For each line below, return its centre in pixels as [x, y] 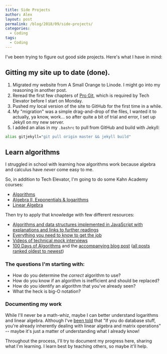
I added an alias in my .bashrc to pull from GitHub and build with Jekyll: [86, 127]
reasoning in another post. [40, 90]
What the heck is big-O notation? [47, 291]
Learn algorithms [33, 152]
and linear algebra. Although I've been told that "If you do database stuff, [80, 320]
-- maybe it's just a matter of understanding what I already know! [72, 331]
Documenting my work [33, 304]
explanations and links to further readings [55, 230]
